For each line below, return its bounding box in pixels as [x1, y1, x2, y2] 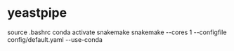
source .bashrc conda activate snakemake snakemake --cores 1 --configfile [7, 28, 227, 36]
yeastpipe [7, 5, 67, 21]
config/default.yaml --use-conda [7, 35, 103, 43]
